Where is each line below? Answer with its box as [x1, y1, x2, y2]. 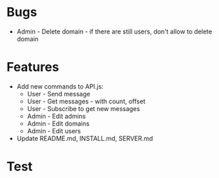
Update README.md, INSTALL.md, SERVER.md [16, 134, 153, 142]
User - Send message [27, 89, 90, 98]
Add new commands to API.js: [16, 82, 104, 91]
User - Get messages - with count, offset [27, 97, 146, 105]
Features [6, 59, 59, 75]
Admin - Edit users [27, 126, 81, 135]
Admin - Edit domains [27, 119, 90, 128]
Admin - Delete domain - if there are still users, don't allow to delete [16, 27, 213, 36]
